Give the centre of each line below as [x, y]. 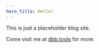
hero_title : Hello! [30, 11]
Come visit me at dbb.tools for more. [51, 39]
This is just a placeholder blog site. [48, 28]
